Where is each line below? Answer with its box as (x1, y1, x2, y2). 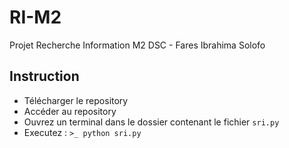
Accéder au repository (23, 105, 117, 117)
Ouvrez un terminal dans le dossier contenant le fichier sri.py (23, 116, 280, 128)
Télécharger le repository (23, 94, 129, 106)
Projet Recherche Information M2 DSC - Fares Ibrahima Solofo (9, 39, 266, 51)
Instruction (9, 68, 80, 85)
